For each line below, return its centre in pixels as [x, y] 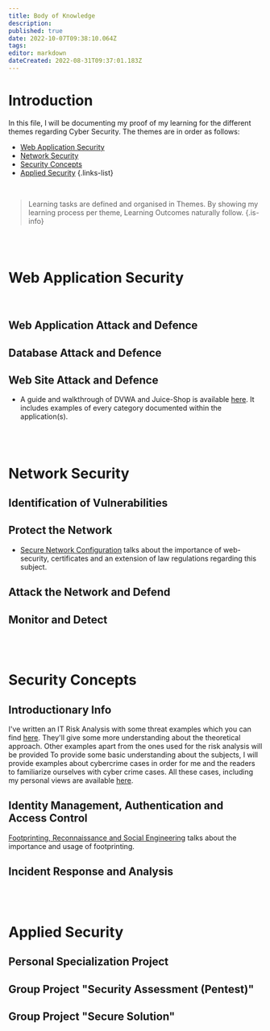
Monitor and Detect [58, 620]
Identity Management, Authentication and [116, 806]
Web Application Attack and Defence [103, 326]
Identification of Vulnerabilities [88, 503]
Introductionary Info [60, 710]
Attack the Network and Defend [89, 592]
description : [30, 23]
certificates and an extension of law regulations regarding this [154, 558]
